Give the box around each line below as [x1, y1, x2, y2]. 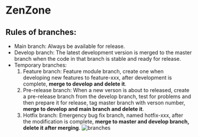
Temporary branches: [14, 61, 67, 68]
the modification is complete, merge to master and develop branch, [22, 118, 190, 125]
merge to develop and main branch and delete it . [22, 106, 144, 112]
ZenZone [5, 4, 51, 17]
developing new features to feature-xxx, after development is [22, 74, 172, 81]
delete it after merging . [22, 125, 80, 131]
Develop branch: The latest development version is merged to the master [14, 49, 193, 56]
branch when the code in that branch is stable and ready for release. [14, 56, 181, 62]
